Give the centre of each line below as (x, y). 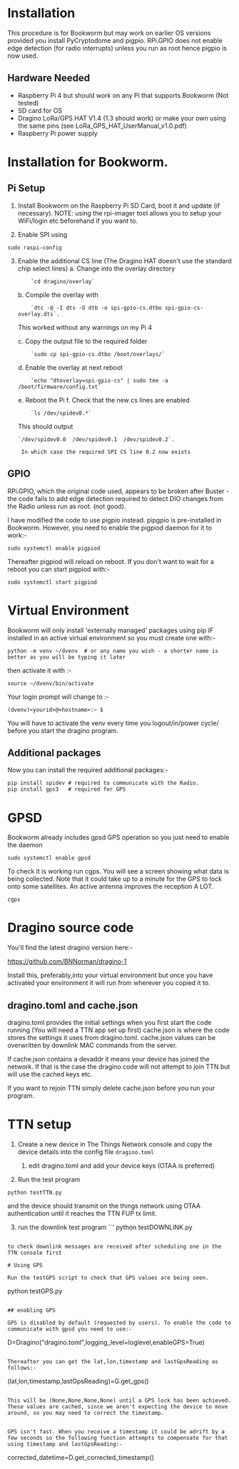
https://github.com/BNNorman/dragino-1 (67, 961)
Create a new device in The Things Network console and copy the (115, 1144)
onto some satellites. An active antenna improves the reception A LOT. (111, 887)
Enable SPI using (42, 234)
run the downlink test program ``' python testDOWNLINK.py (105, 1227)
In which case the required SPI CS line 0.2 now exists (106, 452)
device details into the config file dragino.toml (86, 1151)
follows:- (22, 1368)
